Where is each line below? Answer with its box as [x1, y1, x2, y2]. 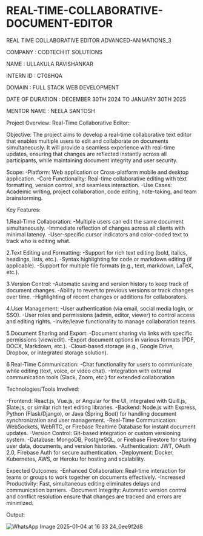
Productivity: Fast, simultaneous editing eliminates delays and [6, 479, 161, 487]
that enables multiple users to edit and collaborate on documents [6, 137, 168, 145]
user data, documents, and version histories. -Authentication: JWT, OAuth [6, 442, 191, 450]
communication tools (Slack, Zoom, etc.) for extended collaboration [6, 373, 175, 380]
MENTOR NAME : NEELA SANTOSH [6, 107, 95, 114]
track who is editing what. [6, 237, 71, 244]
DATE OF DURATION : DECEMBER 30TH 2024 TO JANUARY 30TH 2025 [6, 95, 187, 103]
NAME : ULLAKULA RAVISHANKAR [6, 60, 94, 67]
